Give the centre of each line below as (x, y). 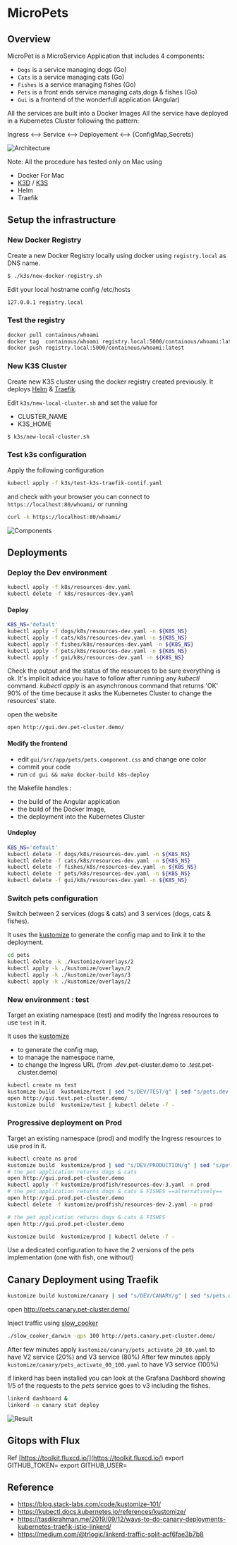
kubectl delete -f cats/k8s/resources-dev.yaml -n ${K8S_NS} (99, 861)
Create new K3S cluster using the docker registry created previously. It (110, 381)
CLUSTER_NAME (42, 416)
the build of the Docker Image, (62, 809)
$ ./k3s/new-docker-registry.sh (55, 276)
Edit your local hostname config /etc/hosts (69, 289)
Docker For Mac (41, 175)
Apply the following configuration (56, 470)
